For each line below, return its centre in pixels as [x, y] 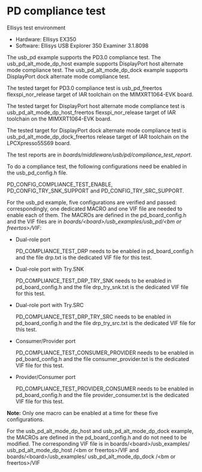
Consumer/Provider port [45, 341]
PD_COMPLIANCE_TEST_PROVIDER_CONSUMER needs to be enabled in [105, 389]
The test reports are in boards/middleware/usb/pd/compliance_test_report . [100, 155]
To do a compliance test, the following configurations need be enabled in [97, 166]
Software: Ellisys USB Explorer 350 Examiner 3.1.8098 [82, 46]
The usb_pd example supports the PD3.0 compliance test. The [84, 57]
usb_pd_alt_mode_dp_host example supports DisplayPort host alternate [95, 64]
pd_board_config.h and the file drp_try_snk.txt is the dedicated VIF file [102, 287]
